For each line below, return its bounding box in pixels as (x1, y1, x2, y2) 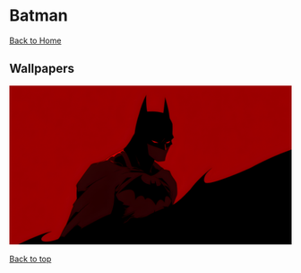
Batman (9, 5, 69, 26)
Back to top (9, 253, 52, 265)
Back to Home (9, 35, 62, 46)
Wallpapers (9, 61, 74, 76)
